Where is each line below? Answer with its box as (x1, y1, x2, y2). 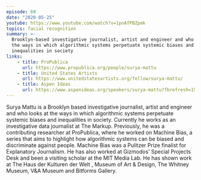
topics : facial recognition (6, 25, 77, 32)
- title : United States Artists (17, 70, 98, 76)
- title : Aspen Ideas (17, 82, 71, 88)
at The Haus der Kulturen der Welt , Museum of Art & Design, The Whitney (6, 160, 190, 168)
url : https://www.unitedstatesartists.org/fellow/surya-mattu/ (22, 76, 184, 82)
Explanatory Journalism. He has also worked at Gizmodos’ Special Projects (6, 148, 191, 155)
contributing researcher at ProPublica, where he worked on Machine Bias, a (6, 128, 193, 136)
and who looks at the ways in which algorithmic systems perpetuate (6, 109, 174, 117)
